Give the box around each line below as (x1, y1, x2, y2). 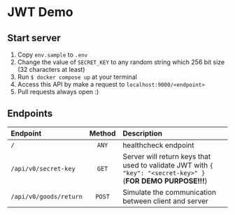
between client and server (122, 196, 208, 206)
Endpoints (7, 107, 53, 119)
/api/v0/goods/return (10, 193, 83, 200)
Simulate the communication (122, 187, 217, 197)
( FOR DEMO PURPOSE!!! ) (122, 176, 208, 186)
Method (89, 128, 116, 138)
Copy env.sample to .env (17, 50, 88, 59)
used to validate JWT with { (122, 160, 213, 170)
